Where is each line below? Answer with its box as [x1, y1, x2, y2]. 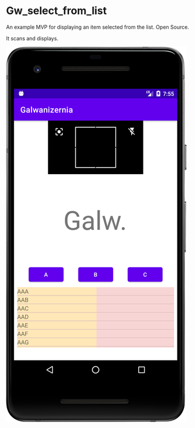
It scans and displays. [6, 35, 59, 42]
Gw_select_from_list [6, 4, 107, 18]
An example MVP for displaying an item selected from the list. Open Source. [6, 23, 189, 30]
